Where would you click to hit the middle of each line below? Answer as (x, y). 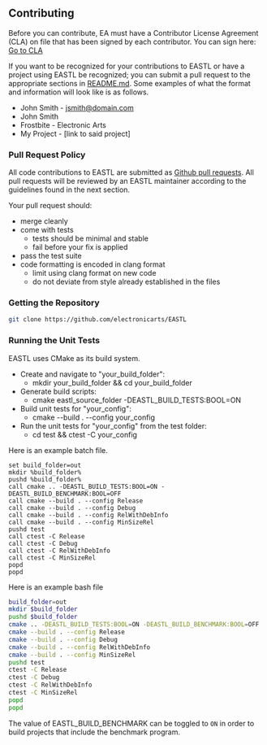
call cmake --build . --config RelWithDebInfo (88, 515)
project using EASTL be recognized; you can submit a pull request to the (129, 74)
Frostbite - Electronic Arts (63, 124)
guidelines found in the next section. (69, 190)
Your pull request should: (50, 206)
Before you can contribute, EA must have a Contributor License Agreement (133, 33)
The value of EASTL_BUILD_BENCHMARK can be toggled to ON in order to (131, 723)
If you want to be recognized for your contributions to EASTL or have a (127, 66)
